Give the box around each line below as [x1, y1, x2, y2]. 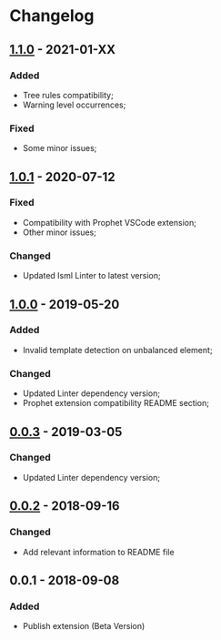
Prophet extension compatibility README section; [22, 398, 209, 409]
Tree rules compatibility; [22, 89, 114, 100]
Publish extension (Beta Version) [22, 621, 146, 632]
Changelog [9, 5, 95, 26]
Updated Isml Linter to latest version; [22, 270, 161, 281]
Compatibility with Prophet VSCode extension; [22, 217, 197, 228]
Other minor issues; [22, 227, 97, 238]
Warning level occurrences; [22, 99, 126, 110]
